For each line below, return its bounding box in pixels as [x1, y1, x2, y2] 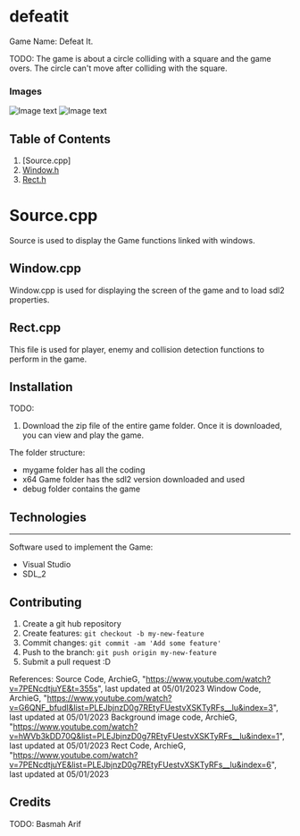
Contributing [9, 594, 82, 610]
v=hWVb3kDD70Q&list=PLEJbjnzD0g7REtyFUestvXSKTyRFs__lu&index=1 [9, 731, 279, 742]
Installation [9, 380, 73, 395]
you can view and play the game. [21, 430, 145, 440]
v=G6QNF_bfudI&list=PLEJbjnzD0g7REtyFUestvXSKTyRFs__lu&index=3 [9, 703, 274, 713]
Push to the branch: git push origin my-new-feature [21, 647, 217, 658]
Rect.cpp [9, 320, 61, 336]
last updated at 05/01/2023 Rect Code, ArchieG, [9, 740, 186, 751]
